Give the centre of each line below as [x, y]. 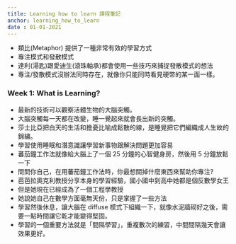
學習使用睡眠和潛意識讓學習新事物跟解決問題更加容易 [95, 145]
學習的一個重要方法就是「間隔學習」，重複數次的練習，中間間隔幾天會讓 [122, 224]
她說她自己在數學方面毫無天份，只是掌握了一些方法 [92, 198]
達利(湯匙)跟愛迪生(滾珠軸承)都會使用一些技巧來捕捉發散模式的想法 [116, 66]
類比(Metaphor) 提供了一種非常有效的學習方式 [85, 48]
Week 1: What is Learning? [54, 93]
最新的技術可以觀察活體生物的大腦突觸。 [77, 110]
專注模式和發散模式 [46, 57]
